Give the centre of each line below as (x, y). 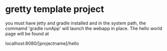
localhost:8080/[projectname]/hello (42, 43)
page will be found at (27, 33)
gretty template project (55, 9)
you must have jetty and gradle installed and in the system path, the (76, 23)
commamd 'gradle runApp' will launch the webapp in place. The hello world (84, 28)
